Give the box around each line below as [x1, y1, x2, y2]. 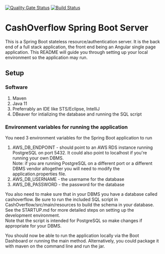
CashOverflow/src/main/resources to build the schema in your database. [5, 202, 154, 208]
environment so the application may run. [5, 54, 88, 60]
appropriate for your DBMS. [5, 223, 62, 229]
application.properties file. [12, 171, 67, 177]
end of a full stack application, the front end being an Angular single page [5, 44, 156, 50]
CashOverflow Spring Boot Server [5, 22, 149, 33]
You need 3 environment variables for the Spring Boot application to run [5, 134, 153, 140]
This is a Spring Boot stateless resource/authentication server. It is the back [5, 38, 160, 44]
